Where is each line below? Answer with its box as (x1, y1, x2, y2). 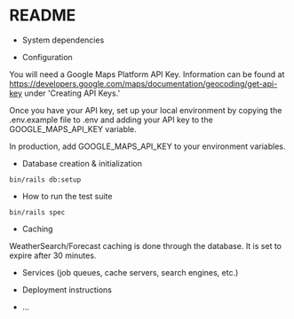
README (9, 5, 76, 26)
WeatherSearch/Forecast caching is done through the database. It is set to (9, 240, 282, 251)
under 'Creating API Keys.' (24, 88, 121, 98)
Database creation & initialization (21, 158, 142, 168)
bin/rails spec (9, 207, 66, 217)
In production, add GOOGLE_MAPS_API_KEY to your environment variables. (9, 141, 286, 152)
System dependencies (21, 35, 105, 45)
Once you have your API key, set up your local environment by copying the (9, 105, 282, 115)
